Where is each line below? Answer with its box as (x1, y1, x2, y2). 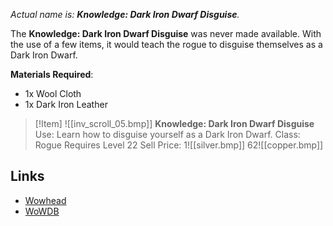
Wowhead (24, 194, 67, 206)
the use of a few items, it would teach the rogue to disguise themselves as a (10, 39, 323, 50)
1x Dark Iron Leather (24, 99, 108, 110)
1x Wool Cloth (24, 88, 82, 99)
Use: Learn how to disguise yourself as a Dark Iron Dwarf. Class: (34, 129, 301, 140)
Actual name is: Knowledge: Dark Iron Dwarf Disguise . (10, 9, 240, 20)
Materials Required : (10, 69, 94, 80)
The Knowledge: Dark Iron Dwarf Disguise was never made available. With (10, 28, 322, 39)
